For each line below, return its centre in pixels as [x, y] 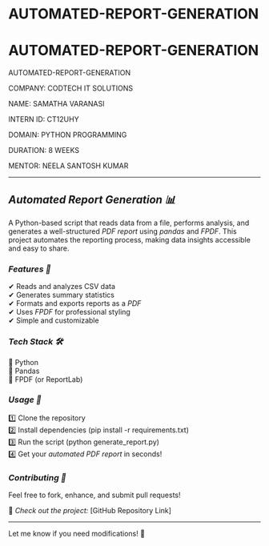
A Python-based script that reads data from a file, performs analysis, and [129, 223]
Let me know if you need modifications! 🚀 [77, 534]
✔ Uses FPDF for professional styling [69, 312]
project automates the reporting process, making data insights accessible [129, 239]
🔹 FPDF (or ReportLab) [46, 379]
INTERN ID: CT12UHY [44, 119]
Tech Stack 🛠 [36, 342]
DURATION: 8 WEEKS [44, 151]
